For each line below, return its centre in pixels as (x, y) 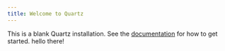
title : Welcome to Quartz (45, 14)
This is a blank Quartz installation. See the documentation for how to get (112, 34)
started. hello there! (36, 41)
